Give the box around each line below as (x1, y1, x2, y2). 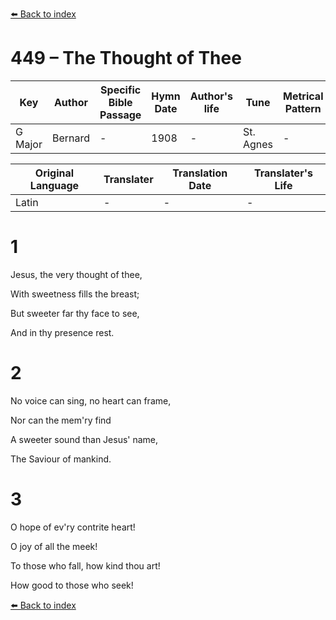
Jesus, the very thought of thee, (10, 268, 143, 280)
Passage (99, 108, 142, 122)
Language (29, 178, 80, 192)
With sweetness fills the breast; (10, 288, 140, 300)
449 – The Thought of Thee (10, 47, 242, 70)
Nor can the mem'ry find (10, 414, 112, 426)
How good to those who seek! (10, 579, 134, 591)
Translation (172, 166, 228, 180)
